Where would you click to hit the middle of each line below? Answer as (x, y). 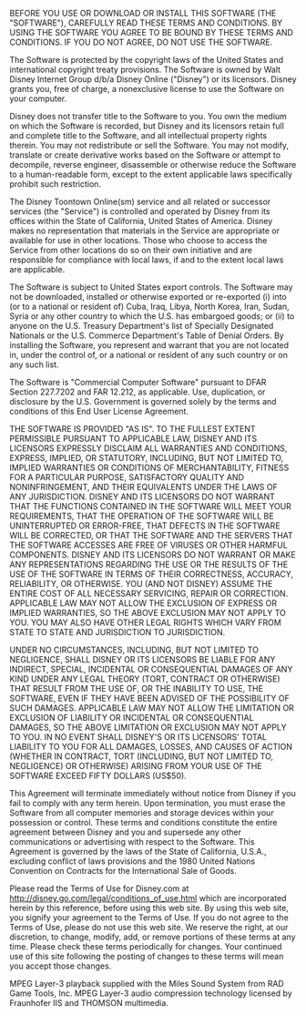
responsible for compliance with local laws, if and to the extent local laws (147, 260)
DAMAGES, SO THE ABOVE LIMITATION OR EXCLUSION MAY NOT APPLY (148, 727)
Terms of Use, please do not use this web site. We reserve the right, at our (149, 927)
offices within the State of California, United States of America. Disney (141, 221)
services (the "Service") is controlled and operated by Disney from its (140, 211)
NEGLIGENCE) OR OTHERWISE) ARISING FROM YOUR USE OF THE (136, 766)
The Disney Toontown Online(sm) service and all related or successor (140, 201)
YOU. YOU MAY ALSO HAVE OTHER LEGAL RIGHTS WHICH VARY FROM (146, 622)
